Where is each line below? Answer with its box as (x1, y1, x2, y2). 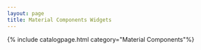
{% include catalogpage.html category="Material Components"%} (7, 35, 195, 43)
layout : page (7, 10, 45, 17)
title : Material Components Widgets (7, 16, 112, 23)
